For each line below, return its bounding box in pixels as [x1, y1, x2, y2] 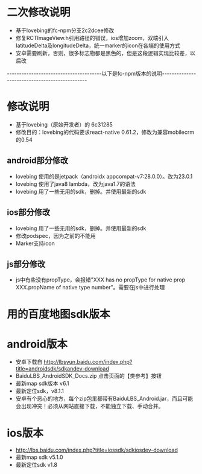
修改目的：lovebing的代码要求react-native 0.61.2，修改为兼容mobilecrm [15, 128, 195, 136]
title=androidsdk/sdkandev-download [15, 365, 109, 372]
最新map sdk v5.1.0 [15, 453, 63, 461]
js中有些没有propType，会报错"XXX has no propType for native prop [15, 276, 186, 283]
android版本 [7, 337, 68, 351]
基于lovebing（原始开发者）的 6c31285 [15, 120, 113, 128]
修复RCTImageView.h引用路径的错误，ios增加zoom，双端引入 [15, 34, 169, 41]
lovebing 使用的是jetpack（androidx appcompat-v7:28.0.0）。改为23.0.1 [15, 173, 193, 180]
